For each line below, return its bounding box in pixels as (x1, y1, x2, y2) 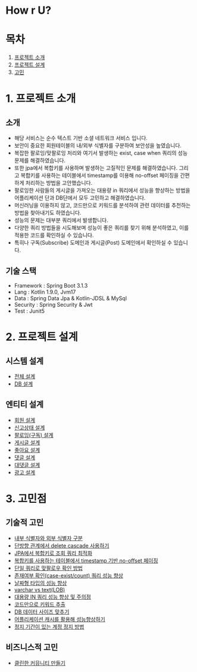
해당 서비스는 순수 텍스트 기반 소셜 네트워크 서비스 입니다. (14, 135, 148, 142)
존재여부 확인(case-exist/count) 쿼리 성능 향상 (14, 572, 123, 579)
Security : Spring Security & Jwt (14, 301, 93, 308)
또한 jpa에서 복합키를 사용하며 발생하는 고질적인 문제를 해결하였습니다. (14, 164, 178, 172)
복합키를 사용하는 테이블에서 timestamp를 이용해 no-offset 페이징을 (20, 172, 179, 179)
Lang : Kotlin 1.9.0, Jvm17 (14, 288, 76, 295)
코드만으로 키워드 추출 (14, 600, 66, 607)
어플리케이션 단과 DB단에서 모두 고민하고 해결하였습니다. (14, 194, 146, 201)
